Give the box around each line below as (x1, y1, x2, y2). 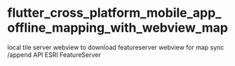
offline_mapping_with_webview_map (7, 20, 228, 36)
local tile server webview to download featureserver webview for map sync (7, 43, 224, 51)
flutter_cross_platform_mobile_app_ (7, 5, 222, 21)
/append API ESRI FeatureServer (7, 51, 101, 59)
